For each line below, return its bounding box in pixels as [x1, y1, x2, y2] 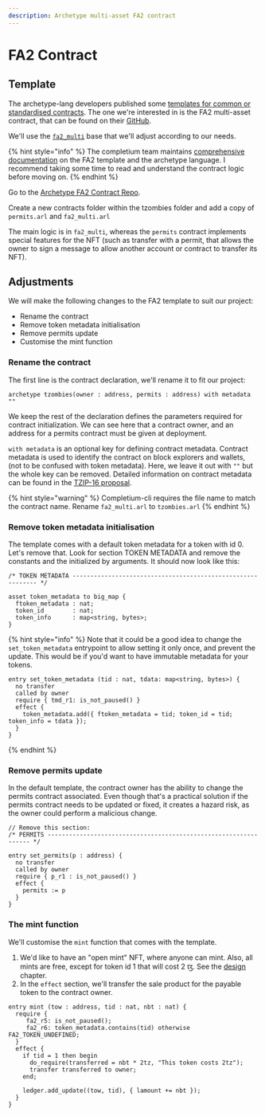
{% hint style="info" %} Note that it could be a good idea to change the [8, 635, 242, 644]
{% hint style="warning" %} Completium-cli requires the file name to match [8, 493, 256, 503]
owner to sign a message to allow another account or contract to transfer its [8, 244, 258, 253]
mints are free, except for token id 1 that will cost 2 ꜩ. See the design [19, 961, 247, 971]
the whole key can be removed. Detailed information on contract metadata [8, 469, 252, 479]
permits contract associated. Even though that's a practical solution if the [8, 792, 248, 801]
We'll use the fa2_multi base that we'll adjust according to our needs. [8, 131, 236, 140]
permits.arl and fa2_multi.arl [8, 211, 111, 221]
